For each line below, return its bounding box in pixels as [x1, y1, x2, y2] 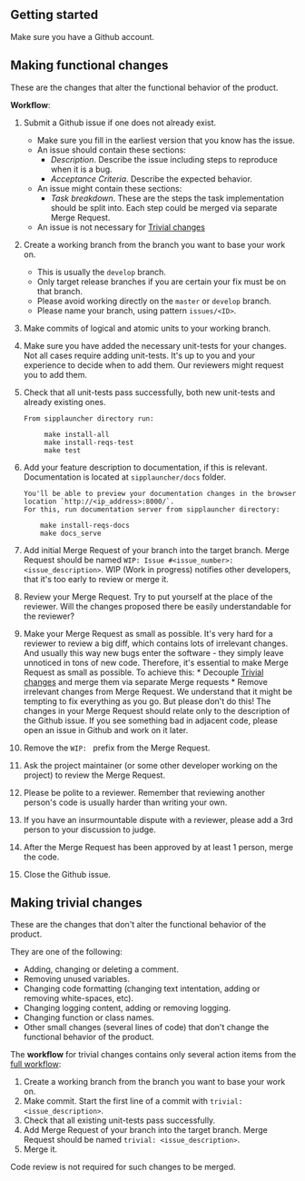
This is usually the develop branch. [36, 266, 167, 277]
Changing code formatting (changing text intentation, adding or [23, 983, 261, 994]
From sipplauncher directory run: [23, 413, 154, 423]
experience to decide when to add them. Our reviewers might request [23, 359, 284, 371]
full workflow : [10, 1058, 62, 1070]
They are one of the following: [10, 947, 123, 958]
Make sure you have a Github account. [10, 31, 155, 42]
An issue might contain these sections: [36, 183, 182, 194]
